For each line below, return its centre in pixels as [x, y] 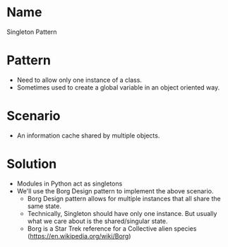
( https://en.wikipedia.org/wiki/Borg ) [79, 236]
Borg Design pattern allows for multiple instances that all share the [124, 198]
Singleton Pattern [32, 32]
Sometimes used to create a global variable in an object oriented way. [118, 87]
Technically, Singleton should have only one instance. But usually [122, 213]
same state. [44, 206]
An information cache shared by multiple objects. [88, 135]
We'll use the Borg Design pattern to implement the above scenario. [115, 191]
